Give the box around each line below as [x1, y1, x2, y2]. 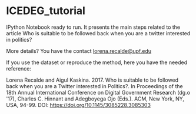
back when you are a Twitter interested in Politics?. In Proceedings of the [6, 82, 184, 89]
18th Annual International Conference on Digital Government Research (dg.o [6, 89, 190, 96]
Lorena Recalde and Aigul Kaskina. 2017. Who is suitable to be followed [6, 76, 178, 83]
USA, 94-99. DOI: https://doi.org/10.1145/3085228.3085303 [6, 101, 151, 108]
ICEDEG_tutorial [6, 4, 85, 18]
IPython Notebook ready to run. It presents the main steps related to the [6, 24, 181, 31]
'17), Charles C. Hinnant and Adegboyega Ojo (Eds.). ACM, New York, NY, [6, 95, 184, 102]
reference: [6, 65, 31, 72]
